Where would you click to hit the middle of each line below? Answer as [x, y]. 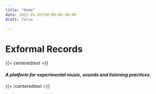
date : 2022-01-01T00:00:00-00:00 [41, 15]
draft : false [19, 19]
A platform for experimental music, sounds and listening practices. [79, 75]
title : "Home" [20, 10]
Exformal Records [44, 49]
